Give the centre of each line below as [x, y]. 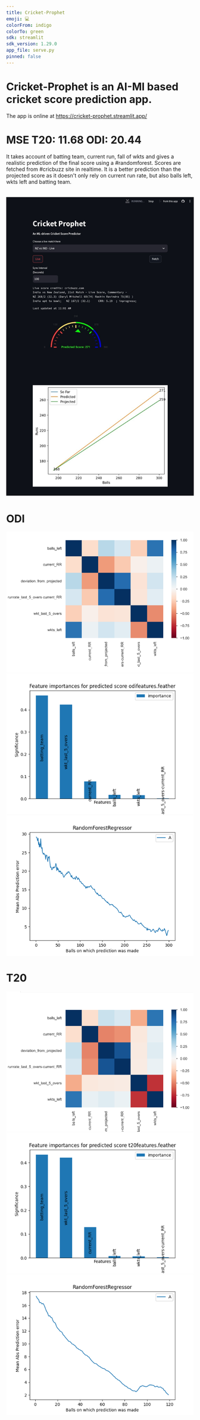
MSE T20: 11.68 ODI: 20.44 [74, 140]
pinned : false [24, 57]
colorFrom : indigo [29, 25]
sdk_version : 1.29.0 [32, 44]
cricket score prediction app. [79, 99]
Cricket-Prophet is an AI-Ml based [92, 87]
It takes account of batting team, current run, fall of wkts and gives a [90, 156]
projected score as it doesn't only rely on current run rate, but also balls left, [99, 175]
